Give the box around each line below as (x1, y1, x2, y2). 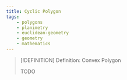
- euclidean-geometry (16, 30, 69, 36)
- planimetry (16, 24, 48, 31)
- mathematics (16, 41, 51, 47)
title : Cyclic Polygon (6, 8, 61, 14)
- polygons (16, 19, 43, 25)
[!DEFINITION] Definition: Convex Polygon (20, 56, 121, 64)
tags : (6, 14, 19, 20)
